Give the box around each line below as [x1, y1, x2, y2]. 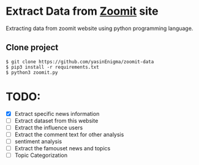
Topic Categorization [14, 152, 68, 159]
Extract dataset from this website [14, 117, 99, 124]
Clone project [6, 42, 59, 53]
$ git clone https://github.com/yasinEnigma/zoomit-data [6, 58, 154, 65]
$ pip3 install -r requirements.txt [6, 64, 99, 70]
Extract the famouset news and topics [14, 145, 111, 152]
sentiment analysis [14, 137, 62, 145]
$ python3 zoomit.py [6, 69, 59, 75]
